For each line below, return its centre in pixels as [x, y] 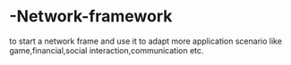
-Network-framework [91, 16]
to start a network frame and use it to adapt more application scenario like [145, 41]
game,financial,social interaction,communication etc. [107, 50]
